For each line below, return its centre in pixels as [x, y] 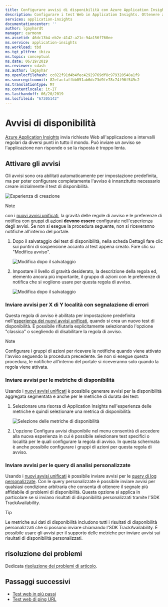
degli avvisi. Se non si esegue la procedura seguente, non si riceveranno [80, 226]
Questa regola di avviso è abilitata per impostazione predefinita [70, 316]
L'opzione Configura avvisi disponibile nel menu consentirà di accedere [86, 431]
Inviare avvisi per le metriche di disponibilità [60, 380]
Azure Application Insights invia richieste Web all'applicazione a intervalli [80, 137]
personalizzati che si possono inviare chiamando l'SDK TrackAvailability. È [81, 527]
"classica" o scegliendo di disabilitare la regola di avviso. [64, 332]
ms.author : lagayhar [27, 71]
